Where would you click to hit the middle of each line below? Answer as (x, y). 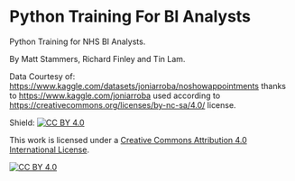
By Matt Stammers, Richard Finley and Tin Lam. (97, 59)
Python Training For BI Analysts (130, 17)
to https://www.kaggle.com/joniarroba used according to (115, 95)
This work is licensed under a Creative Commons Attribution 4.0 (129, 140)
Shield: (22, 122)
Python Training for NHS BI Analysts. (78, 41)
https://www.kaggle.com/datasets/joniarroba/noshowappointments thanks (148, 86)
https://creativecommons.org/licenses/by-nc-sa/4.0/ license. (123, 104)
